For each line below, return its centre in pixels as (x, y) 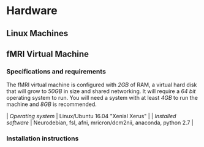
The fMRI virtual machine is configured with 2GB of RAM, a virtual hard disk (102, 85)
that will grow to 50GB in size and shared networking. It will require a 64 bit (101, 91)
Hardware (32, 11)
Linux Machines (37, 33)
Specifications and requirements (56, 71)
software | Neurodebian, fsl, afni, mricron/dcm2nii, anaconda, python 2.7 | (100, 123)
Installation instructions (43, 138)
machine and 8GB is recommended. (51, 104)
